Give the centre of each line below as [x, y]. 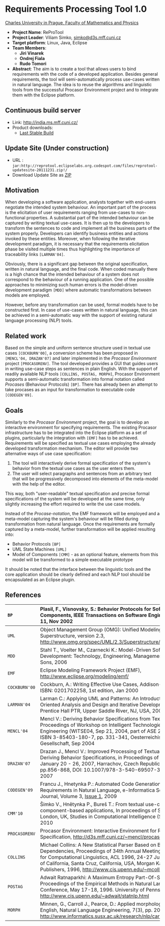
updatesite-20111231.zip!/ [40, 170]
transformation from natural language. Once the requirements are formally [80, 524]
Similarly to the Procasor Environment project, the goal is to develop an [77, 422]
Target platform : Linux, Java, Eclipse [50, 42]
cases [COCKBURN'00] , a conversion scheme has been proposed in [72, 353]
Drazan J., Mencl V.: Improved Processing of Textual [100, 751]
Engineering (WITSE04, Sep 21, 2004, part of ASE [98, 731]
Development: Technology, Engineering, [86, 656]
